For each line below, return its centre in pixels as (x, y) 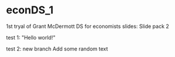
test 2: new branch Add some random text (57, 49)
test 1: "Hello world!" (31, 37)
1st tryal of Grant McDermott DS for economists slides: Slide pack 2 (87, 26)
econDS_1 (30, 10)
